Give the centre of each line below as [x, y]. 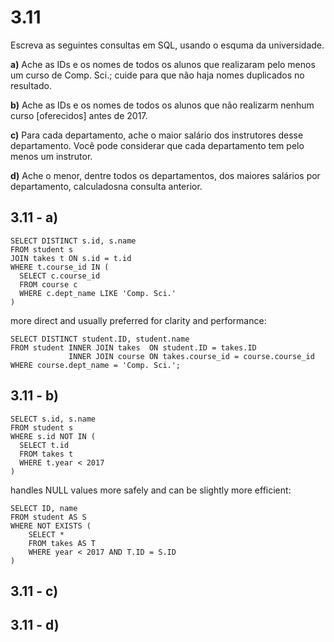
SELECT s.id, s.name [53, 419]
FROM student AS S [48, 517]
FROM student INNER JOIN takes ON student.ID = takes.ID [133, 347]
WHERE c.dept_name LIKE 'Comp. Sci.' [98, 293]
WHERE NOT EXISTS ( [51, 526]
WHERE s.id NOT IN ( [53, 436]
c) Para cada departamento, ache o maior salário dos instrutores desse [157, 135]
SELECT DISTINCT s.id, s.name [73, 241]
